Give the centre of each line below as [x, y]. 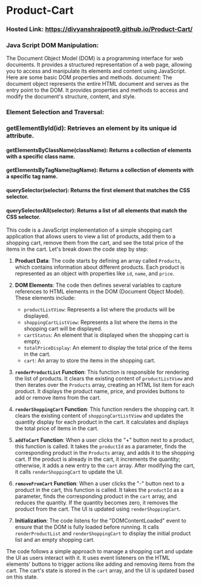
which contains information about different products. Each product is [100, 267]
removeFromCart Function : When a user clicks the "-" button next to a [100, 484]
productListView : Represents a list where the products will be [99, 310]
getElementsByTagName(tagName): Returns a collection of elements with [100, 170]
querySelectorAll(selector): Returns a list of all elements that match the [97, 210]
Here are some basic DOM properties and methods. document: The [89, 77]
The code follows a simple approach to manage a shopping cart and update [100, 551]
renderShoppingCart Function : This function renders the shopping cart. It [104, 409]
